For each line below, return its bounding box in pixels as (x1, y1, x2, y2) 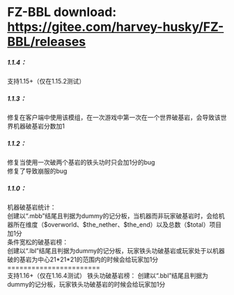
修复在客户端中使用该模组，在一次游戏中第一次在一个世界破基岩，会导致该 (7, 113, 221, 122)
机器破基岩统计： (7, 203, 56, 211)
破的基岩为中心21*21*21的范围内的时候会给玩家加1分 (7, 255, 159, 264)
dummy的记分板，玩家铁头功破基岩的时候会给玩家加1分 (7, 280, 166, 289)
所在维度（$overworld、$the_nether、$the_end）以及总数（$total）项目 (13, 220, 221, 229)
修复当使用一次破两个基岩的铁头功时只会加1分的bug (7, 158, 155, 167)
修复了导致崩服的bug (7, 167, 68, 175)
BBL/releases (7, 34, 86, 50)
